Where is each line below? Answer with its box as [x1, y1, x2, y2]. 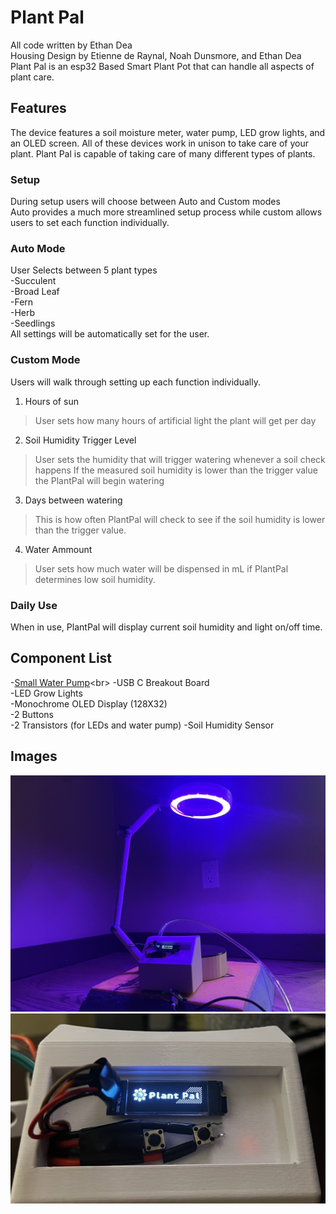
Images [10, 748, 58, 765]
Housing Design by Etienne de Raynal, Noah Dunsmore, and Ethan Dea [10, 49, 302, 61]
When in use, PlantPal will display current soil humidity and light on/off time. [10, 621, 323, 633]
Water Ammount [24, 543, 93, 555]
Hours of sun [24, 395, 79, 407]
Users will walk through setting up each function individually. [10, 376, 261, 388]
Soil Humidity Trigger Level [24, 434, 137, 446]
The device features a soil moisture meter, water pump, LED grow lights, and [10, 126, 326, 138]
